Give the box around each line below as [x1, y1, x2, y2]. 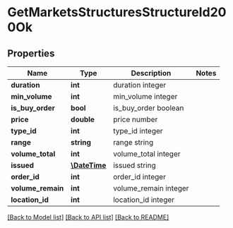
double [70, 114, 95, 124]
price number [112, 114, 158, 124]
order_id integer [112, 172, 166, 181]
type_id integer [112, 126, 164, 136]
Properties [7, 47, 55, 59]
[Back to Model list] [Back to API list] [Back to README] [7, 213, 169, 221]
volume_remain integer [112, 184, 189, 193]
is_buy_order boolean [112, 103, 184, 113]
